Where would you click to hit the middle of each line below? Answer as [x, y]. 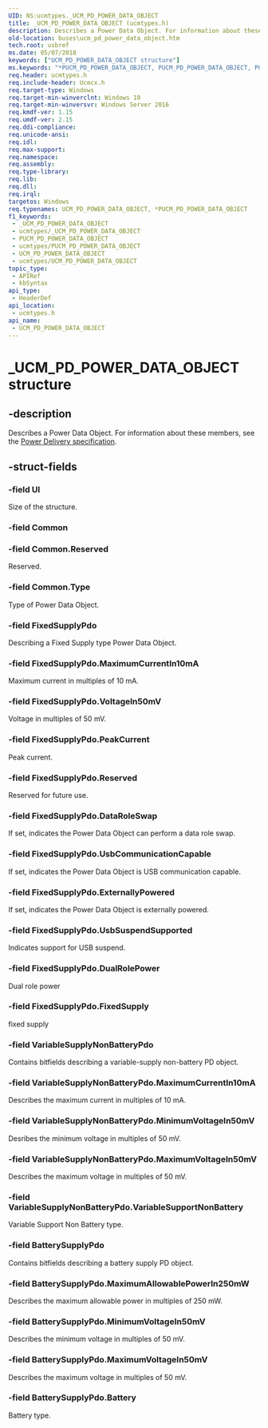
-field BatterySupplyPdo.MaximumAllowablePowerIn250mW [129, 1283]
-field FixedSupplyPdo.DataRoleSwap [83, 816]
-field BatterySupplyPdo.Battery [73, 1398]
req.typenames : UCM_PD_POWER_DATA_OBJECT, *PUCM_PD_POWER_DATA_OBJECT [128, 209]
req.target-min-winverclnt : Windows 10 [75, 98]
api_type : [25, 291]
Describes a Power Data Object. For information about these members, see [132, 433]
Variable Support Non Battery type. [66, 1225]
